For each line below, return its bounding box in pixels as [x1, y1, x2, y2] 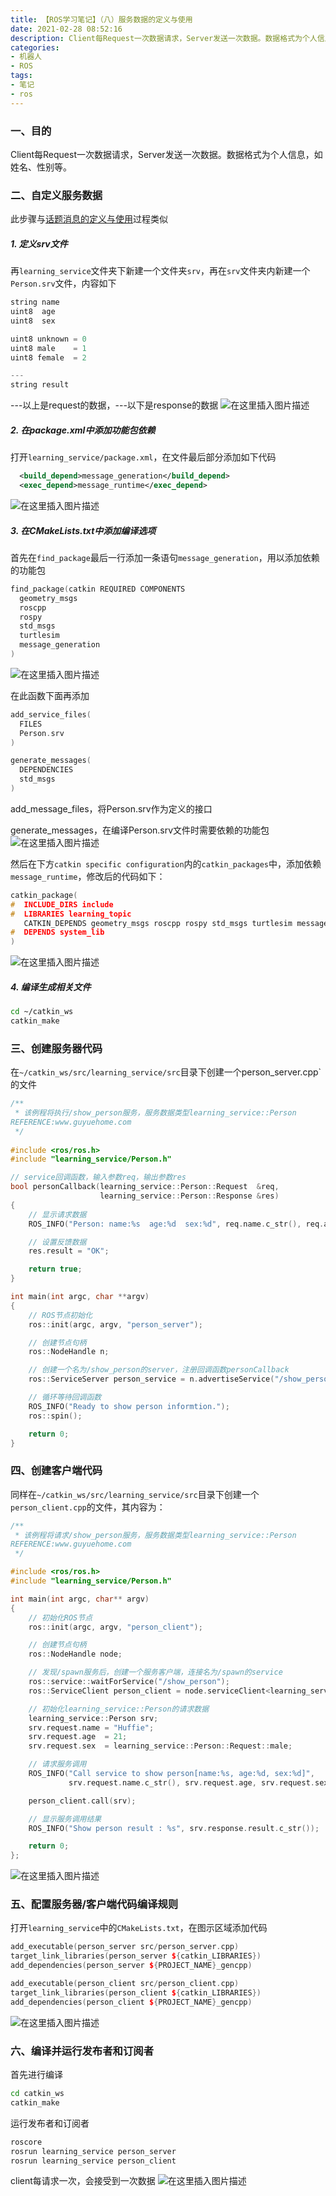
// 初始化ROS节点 [28, 1612, 93, 1623]
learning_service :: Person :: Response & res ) [99, 1191, 280, 1201]
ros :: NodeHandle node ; [28, 1649, 123, 1660]
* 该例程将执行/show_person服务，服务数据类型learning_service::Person [14, 1108, 297, 1118]
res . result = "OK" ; [28, 1246, 110, 1256]
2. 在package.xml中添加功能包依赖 [10, 424, 156, 436]
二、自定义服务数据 [10, 188, 103, 202]
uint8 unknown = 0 [10, 334, 87, 344]
